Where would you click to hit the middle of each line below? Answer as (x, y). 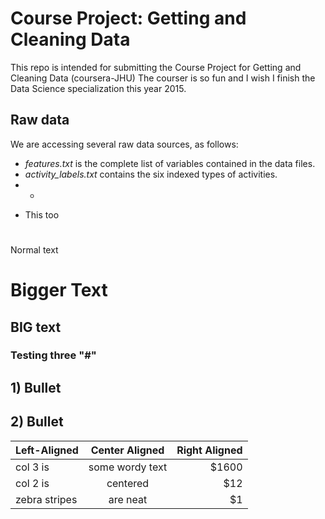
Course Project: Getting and (128, 18)
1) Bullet (36, 387)
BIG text (36, 327)
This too (42, 214)
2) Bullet (37, 422)
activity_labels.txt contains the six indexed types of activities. (151, 174)
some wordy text (128, 467)
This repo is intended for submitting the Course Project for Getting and (156, 67)
